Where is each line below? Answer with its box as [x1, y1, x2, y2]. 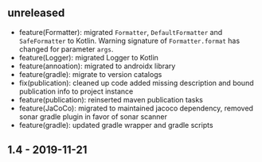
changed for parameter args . [18, 44, 114, 54]
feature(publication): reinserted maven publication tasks [18, 94, 204, 104]
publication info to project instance [18, 87, 134, 96]
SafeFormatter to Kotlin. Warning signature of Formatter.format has [18, 36, 240, 45]
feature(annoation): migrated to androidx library [18, 61, 176, 71]
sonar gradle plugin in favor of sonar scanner [18, 111, 168, 121]
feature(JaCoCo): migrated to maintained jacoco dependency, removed [18, 103, 254, 113]
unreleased [7, 6, 65, 20]
